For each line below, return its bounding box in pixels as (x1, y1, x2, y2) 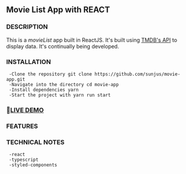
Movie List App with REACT (6, 5, 111, 15)
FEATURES (6, 122, 38, 130)
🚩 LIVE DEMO (6, 106, 44, 114)
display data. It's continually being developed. (6, 42, 120, 50)
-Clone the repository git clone (8, 71, 93, 77)
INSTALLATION (6, 57, 51, 66)
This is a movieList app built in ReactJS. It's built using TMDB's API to (6, 36, 178, 44)
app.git (6, 76, 26, 83)
